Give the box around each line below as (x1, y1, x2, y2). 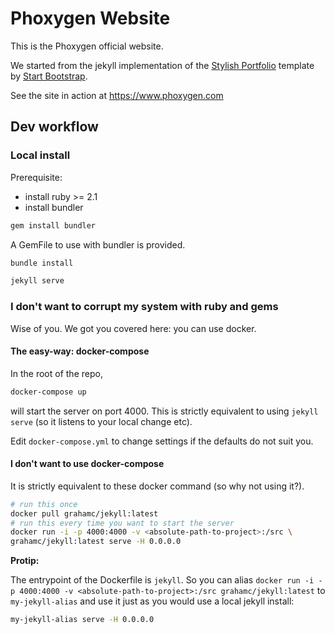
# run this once (10, 499, 78, 509)
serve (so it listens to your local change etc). (10, 415, 193, 427)
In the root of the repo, (10, 367, 103, 379)
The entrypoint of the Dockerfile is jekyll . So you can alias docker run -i (10, 574, 315, 586)
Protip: (10, 555, 40, 567)
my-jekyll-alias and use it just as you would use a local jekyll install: (10, 595, 295, 607)
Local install (10, 148, 71, 162)
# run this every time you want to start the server (10, 518, 235, 528)
